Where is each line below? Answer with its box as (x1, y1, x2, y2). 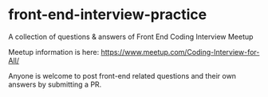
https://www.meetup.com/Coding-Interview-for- (100, 47, 260, 56)
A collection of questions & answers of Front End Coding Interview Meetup (8, 32, 254, 41)
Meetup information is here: (8, 47, 100, 56)
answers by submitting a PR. (8, 80, 102, 89)
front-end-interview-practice (8, 6, 207, 24)
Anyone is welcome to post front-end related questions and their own (8, 71, 237, 80)
